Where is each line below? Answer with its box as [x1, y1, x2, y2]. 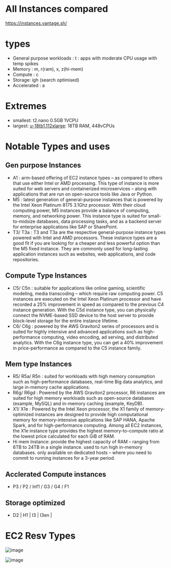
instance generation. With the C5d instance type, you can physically [12, 306, 157, 313]
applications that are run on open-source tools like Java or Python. [12, 191, 153, 197]
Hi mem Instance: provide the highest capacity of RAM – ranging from [12, 439, 160, 445]
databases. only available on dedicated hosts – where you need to [12, 449, 152, 456]
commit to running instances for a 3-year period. [12, 455, 115, 461]
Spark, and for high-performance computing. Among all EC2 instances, [12, 422, 163, 428]
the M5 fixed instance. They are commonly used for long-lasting [12, 245, 148, 251]
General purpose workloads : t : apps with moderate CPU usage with [12, 55, 157, 61]
